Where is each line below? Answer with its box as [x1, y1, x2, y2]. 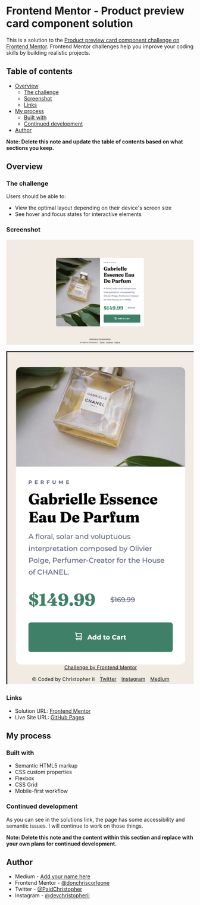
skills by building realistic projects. [6, 49, 90, 56]
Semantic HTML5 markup [14, 762, 78, 769]
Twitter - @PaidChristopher [14, 885, 82, 893]
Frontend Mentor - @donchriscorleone [14, 879, 110, 887]
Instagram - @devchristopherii [14, 892, 90, 899]
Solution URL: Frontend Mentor [14, 707, 91, 715]
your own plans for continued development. [6, 840, 117, 847]
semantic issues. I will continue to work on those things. [6, 822, 143, 829]
